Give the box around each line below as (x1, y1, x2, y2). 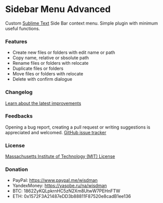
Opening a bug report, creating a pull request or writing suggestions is (5, 124, 150, 130)
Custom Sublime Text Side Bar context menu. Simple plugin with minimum (5, 20, 158, 26)
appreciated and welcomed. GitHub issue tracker (5, 129, 107, 135)
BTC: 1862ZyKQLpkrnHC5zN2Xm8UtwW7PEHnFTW (12, 188, 120, 194)
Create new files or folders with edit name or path (12, 49, 115, 56)
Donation (5, 166, 29, 173)
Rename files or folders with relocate (12, 60, 89, 66)
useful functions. (5, 25, 40, 31)
